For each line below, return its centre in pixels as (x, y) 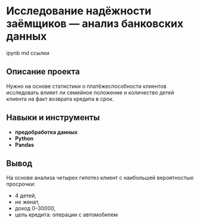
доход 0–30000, (35, 208)
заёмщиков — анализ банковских (95, 24)
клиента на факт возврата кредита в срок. (60, 99)
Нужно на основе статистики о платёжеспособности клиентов (87, 86)
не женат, (27, 202)
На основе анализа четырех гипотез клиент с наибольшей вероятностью (100, 178)
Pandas (24, 145)
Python (24, 138)
